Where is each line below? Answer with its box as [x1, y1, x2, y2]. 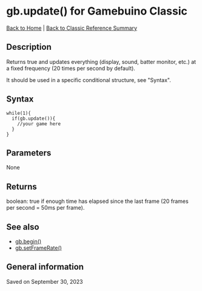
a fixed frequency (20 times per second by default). [6, 64, 135, 72]
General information [6, 262, 84, 272]
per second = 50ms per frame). [6, 204, 85, 211]
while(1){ [6, 110, 32, 116]
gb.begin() [15, 238, 42, 245]
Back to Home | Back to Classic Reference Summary [6, 24, 138, 32]
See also [6, 222, 39, 232]
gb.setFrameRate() [15, 244, 62, 252]
